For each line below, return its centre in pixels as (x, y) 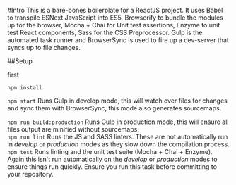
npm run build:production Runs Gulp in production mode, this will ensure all (118, 122)
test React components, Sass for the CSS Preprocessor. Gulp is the (105, 32)
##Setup (20, 61)
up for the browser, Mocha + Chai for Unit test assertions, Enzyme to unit (114, 25)
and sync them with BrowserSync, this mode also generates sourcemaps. (114, 108)
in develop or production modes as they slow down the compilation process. (118, 144)
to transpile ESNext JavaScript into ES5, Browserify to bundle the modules (116, 18)
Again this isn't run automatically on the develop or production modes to (112, 159)
